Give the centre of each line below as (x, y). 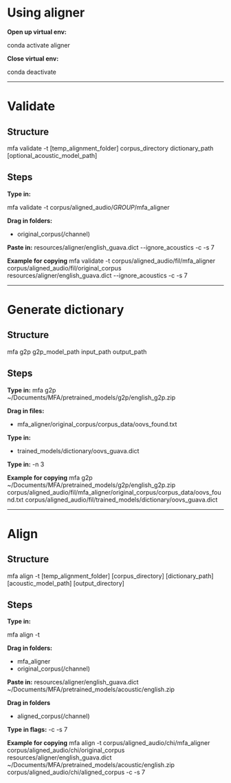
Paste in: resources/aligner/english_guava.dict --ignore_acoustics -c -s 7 (111, 247)
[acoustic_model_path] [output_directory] (66, 583)
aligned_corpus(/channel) (54, 716)
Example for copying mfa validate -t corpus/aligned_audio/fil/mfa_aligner (111, 261)
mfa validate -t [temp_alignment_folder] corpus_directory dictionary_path (110, 148)
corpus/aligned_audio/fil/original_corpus (64, 268)
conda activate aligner (39, 45)
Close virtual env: (33, 58)
